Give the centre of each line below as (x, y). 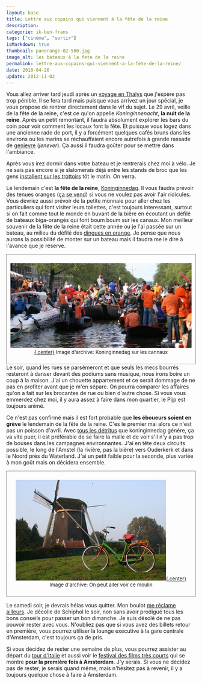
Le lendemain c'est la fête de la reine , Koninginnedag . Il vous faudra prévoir (100, 188)
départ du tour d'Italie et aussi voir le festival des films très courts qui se (96, 655)
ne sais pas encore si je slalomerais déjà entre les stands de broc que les (97, 170)
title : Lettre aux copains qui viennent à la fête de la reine (87, 19)
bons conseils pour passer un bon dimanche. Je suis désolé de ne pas (93, 618)
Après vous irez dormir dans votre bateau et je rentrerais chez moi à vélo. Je (101, 163)
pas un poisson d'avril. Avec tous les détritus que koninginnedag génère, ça (100, 430)
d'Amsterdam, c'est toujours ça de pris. (55, 637)
